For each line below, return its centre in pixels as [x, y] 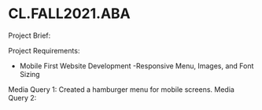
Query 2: [22, 97]
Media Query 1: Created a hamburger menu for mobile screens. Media [121, 89]
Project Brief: [30, 35]
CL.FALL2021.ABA [70, 14]
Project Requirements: [44, 50]
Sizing [30, 74]
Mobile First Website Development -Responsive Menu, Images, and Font [137, 66]
